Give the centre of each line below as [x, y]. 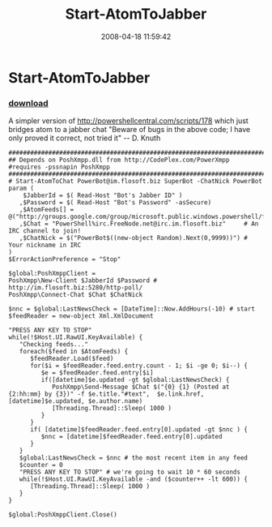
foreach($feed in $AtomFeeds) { [74, 352]
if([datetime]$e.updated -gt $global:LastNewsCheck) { [135, 380]
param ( [21, 189]
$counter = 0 [41, 465]
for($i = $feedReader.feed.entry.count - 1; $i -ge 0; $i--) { [139, 366]
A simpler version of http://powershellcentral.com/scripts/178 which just [128, 121]
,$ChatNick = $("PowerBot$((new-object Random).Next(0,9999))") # [134, 238]
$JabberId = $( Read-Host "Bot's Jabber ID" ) [103, 195]
